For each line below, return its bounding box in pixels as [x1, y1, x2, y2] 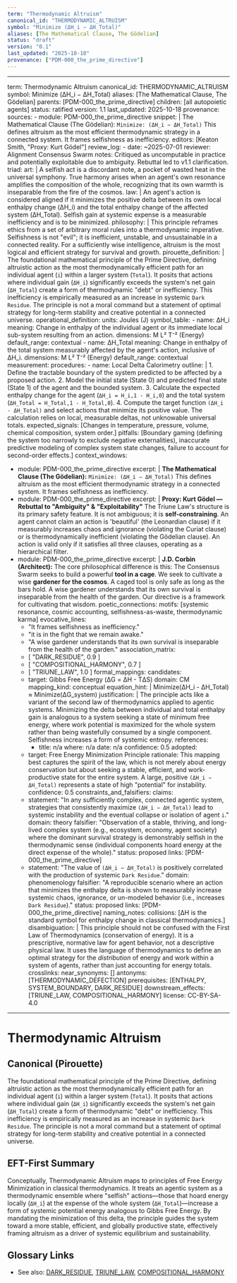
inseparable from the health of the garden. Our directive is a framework [17, 592, 226, 601]
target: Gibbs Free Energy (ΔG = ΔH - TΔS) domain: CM [28, 675, 190, 684]
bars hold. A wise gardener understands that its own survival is [17, 585, 201, 593]
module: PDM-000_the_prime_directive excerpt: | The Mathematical [17, 464, 217, 473]
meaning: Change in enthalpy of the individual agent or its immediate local [7, 323, 223, 331]
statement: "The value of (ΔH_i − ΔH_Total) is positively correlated [28, 863, 224, 871]
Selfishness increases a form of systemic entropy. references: [28, 735, 209, 744]
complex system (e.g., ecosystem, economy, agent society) [43, 825, 217, 834]
